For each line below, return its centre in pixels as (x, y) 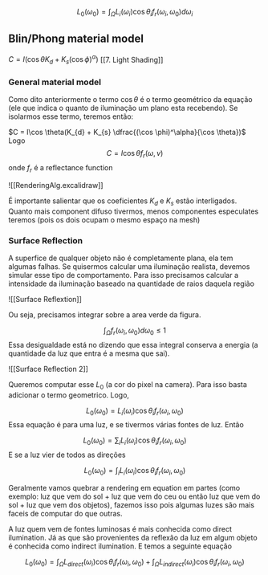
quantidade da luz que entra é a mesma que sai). (89, 353)
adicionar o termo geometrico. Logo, (69, 395)
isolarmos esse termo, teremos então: (71, 116)
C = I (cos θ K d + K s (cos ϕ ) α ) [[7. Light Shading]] (86, 60)
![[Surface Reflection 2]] (48, 369)
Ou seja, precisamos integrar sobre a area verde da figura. (105, 315)
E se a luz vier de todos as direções (67, 455)
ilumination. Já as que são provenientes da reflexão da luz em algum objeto (133, 538)
